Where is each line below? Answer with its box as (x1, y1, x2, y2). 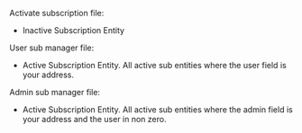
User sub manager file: (9, 42, 95, 53)
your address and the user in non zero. (22, 114, 167, 124)
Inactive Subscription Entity (22, 25, 124, 35)
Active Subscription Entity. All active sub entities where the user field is (22, 60, 287, 70)
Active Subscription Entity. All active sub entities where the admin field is (22, 104, 293, 115)
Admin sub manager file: (9, 87, 101, 97)
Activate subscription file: (9, 8, 105, 18)
